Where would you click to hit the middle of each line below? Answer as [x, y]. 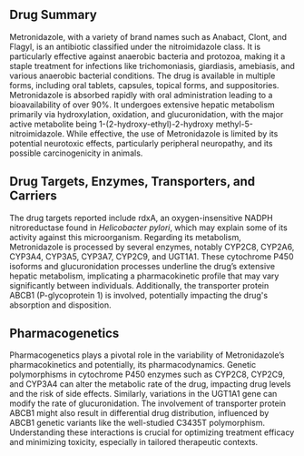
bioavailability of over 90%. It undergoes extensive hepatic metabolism [142, 105]
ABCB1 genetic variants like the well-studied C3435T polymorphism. [137, 423]
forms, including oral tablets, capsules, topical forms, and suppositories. [144, 85]
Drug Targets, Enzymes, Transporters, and [132, 182]
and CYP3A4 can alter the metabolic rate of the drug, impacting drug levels [150, 384]
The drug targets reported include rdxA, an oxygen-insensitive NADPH [142, 218]
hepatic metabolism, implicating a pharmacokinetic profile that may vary [144, 276]
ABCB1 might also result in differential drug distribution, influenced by [139, 413]
